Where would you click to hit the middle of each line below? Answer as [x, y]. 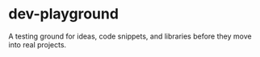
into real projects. [38, 44]
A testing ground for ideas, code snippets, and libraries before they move [130, 36]
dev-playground [64, 14]
